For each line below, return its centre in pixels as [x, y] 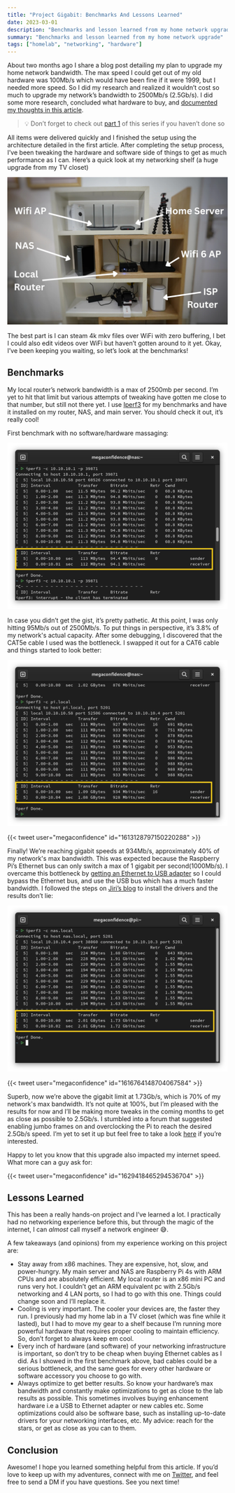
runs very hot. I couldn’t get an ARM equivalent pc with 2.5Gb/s [109, 1287]
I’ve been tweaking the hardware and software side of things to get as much [117, 153]
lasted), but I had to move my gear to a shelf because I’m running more [119, 1324]
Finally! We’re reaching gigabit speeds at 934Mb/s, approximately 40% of [114, 851]
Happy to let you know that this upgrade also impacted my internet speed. [114, 1155]
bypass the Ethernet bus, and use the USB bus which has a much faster [111, 881]
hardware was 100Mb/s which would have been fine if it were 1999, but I [111, 80]
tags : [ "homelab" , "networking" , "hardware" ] [74, 45]
